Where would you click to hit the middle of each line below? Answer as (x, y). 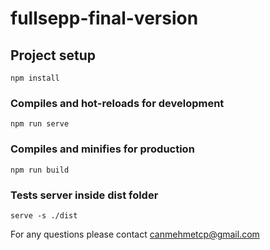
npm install (35, 78)
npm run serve (40, 124)
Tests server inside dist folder (84, 195)
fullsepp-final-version (104, 18)
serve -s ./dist (44, 215)
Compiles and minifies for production (102, 149)
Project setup (53, 55)
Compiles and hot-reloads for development (117, 103)
